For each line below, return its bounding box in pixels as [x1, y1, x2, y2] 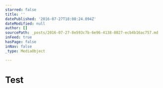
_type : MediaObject [5, 48, 46, 53]
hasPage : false [5, 40, 37, 44]
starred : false [5, 7, 37, 12]
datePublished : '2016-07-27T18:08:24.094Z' [5, 16, 97, 21]
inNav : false [5, 44, 32, 49]
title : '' [5, 12, 26, 17]
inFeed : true [5, 35, 32, 40]
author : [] [5, 26, 28, 31]
